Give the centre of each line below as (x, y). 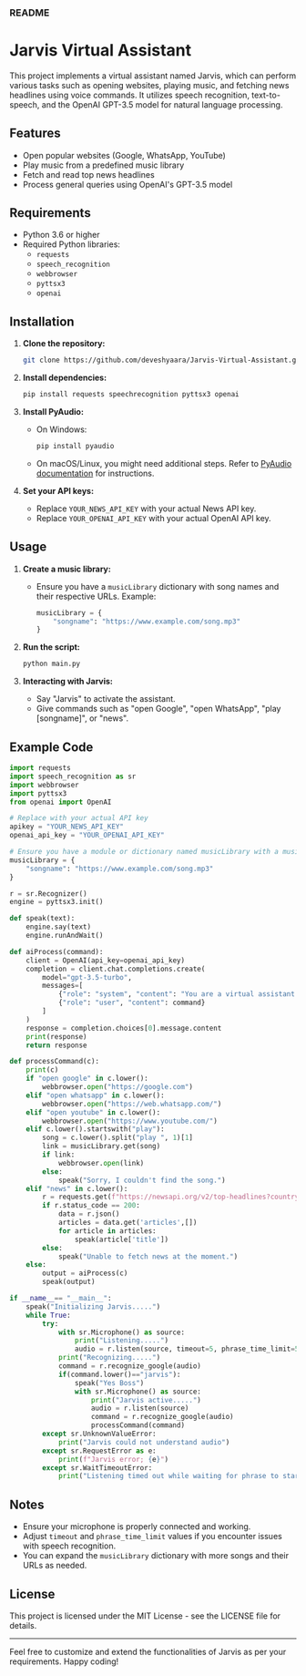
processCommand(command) (138, 1425)
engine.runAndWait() (65, 936)
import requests (40, 768)
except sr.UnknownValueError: (99, 1434)
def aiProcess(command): (56, 951)
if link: (59, 1155)
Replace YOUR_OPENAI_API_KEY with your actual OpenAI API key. (153, 518)
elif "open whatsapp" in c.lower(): (96, 1095)
